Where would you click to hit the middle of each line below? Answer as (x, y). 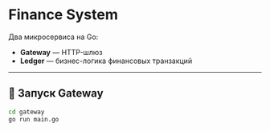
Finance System (63, 15)
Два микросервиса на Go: (53, 37)
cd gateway (27, 112)
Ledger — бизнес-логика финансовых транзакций (106, 61)
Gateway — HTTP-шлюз (61, 52)
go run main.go (34, 119)
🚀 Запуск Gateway (56, 93)
